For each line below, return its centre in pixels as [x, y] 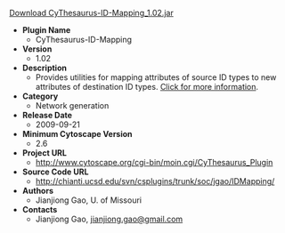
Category [40, 96]
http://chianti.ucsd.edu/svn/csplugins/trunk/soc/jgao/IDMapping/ [155, 181]
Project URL [44, 153]
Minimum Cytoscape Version [77, 134]
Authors [37, 191]
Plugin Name [46, 30]
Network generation [72, 105]
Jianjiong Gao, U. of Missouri [89, 200]
